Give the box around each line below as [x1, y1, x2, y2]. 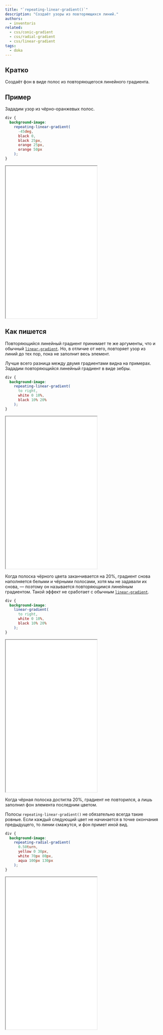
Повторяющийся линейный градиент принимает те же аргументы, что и [5, 340, 156, 346]
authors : [5, 16, 23, 21]
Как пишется [5, 328, 47, 336]
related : [5, 25, 23, 30]
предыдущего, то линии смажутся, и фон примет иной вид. [5, 821, 128, 827]
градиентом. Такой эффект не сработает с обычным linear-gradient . [5, 588, 149, 595]
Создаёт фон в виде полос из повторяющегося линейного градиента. [5, 79, 150, 85]
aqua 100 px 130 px [18, 858, 54, 863]
